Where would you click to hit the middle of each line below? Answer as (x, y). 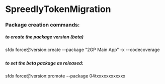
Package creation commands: (43, 25)
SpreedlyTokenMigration (58, 9)
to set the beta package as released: (45, 63)
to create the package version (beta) (45, 36)
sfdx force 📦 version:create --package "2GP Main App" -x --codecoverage (82, 50)
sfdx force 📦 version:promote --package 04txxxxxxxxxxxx (65, 76)
